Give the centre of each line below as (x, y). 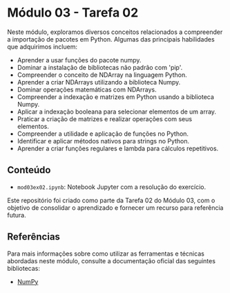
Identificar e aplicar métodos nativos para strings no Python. (103, 141)
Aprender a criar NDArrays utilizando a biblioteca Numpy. (99, 82)
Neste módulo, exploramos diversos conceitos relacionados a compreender (115, 32)
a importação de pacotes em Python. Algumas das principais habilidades (111, 39)
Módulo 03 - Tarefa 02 (73, 13)
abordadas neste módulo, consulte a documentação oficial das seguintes (112, 260)
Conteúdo (29, 170)
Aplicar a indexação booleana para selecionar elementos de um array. (116, 112)
